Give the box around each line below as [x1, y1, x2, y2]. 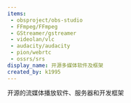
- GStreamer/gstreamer [10, 29, 77, 37]
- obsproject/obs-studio [10, 17, 83, 24]
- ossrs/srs [10, 56, 46, 63]
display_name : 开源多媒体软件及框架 [7, 62, 104, 69]
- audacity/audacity [10, 42, 71, 49]
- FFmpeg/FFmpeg [10, 23, 58, 30]
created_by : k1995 [7, 68, 61, 75]
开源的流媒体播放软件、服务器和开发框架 [7, 88, 124, 97]
